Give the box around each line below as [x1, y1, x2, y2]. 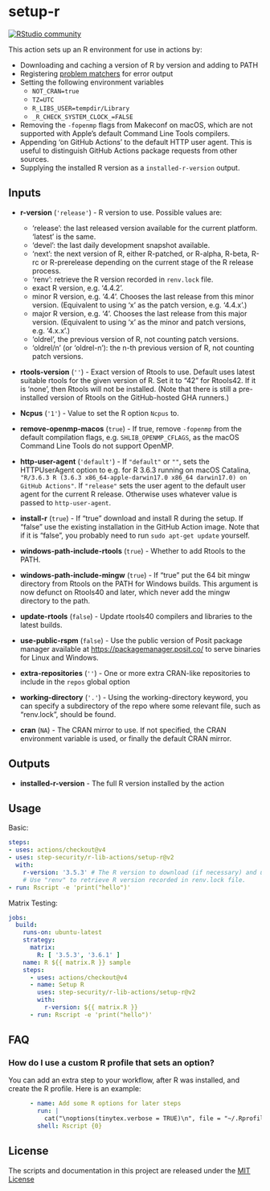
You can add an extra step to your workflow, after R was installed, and [8, 1075, 240, 1085]
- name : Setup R [29, 981, 84, 989]
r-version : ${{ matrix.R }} [43, 1003, 138, 1012]
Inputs [8, 186, 42, 200]
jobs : [8, 913, 27, 921]
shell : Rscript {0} [37, 1122, 103, 1131]
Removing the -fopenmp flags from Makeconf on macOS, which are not [19, 120, 253, 130]
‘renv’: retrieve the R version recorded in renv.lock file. [31, 274, 214, 284]
